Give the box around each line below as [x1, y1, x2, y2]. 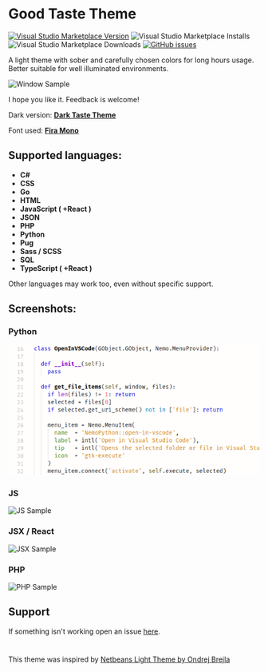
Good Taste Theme [8, 5, 137, 23]
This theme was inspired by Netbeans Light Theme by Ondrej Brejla [8, 654, 231, 664]
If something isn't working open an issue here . [8, 626, 161, 636]
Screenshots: [8, 302, 77, 316]
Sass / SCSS [19, 246, 62, 256]
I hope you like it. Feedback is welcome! [8, 94, 140, 104]
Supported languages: [8, 149, 122, 162]
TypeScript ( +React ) [19, 263, 93, 272]
